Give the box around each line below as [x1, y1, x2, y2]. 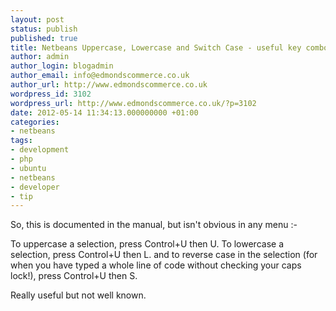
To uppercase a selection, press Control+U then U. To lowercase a [10, 238, 285, 250]
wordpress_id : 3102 [10, 89, 92, 99]
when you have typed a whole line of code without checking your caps [10, 259, 302, 271]
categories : [10, 117, 60, 127]
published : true [10, 33, 78, 43]
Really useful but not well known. [10, 289, 147, 301]
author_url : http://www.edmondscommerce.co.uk [10, 80, 208, 90]
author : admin [10, 52, 70, 62]
